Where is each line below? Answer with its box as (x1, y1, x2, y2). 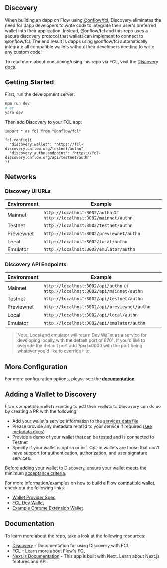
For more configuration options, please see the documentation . (5, 376, 136, 382)
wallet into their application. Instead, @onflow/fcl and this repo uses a (5, 27, 148, 34)
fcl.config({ (5, 138, 32, 143)
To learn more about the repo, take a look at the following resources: (5, 533, 146, 539)
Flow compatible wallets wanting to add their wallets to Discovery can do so (5, 403, 161, 409)
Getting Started (5, 78, 54, 86)
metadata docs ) (12, 428, 45, 434)
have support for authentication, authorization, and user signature (12, 450, 148, 456)
